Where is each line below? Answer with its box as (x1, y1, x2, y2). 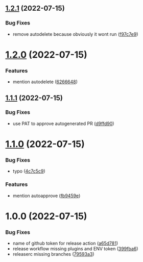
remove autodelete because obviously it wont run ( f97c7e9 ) (12, 31, 138, 37)
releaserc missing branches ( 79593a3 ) (12, 251, 94, 257)
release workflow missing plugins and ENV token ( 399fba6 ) (12, 246, 138, 252)
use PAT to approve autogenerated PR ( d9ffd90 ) (12, 120, 114, 127)
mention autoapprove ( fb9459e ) (12, 193, 81, 199)
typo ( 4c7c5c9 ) (12, 168, 45, 174)
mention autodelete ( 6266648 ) (12, 79, 78, 85)
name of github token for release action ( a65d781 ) (12, 240, 118, 247)
